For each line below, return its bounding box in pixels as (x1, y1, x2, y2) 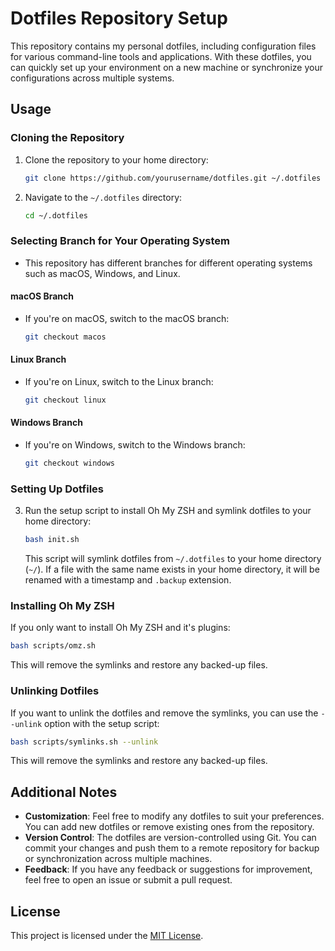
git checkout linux (24, 395, 107, 405)
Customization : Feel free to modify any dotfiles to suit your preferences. (24, 810, 325, 822)
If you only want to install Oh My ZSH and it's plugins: (10, 622, 231, 634)
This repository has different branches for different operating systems (24, 257, 313, 269)
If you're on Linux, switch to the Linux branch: (24, 375, 214, 387)
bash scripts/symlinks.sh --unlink (10, 737, 159, 747)
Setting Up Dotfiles (10, 482, 104, 496)
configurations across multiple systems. (10, 72, 175, 84)
